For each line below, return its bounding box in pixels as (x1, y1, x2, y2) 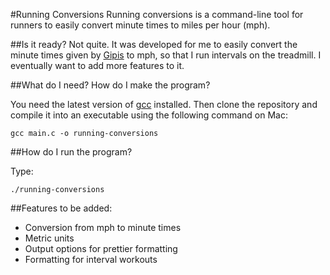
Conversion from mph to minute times (24, 222, 182, 233)
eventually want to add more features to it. (10, 60, 185, 71)
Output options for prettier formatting (24, 243, 178, 254)
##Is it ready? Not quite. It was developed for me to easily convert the (10, 39, 298, 50)
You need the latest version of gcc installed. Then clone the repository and (10, 99, 318, 110)
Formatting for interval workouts (24, 254, 158, 265)
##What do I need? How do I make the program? (10, 79, 211, 91)
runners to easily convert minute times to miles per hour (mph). (10, 19, 271, 31)
